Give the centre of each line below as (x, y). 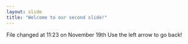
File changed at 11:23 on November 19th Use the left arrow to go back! (94, 34)
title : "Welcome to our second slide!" (57, 17)
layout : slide (24, 12)
